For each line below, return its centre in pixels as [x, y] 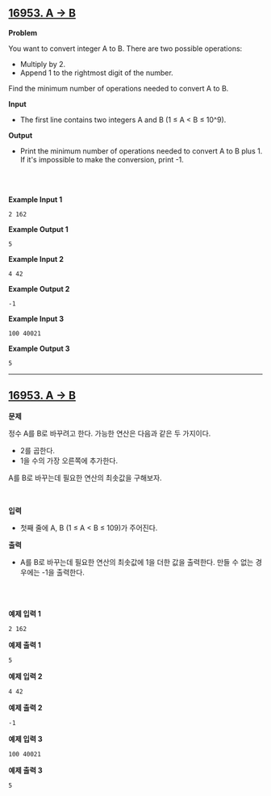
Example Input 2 [36, 259]
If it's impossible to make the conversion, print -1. [102, 159]
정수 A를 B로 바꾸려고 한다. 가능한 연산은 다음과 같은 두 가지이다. [110, 433]
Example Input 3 [36, 318]
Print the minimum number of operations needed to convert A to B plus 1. [141, 151]
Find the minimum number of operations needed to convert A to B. [119, 88]
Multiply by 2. [43, 64]
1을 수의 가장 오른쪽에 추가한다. [69, 461]
